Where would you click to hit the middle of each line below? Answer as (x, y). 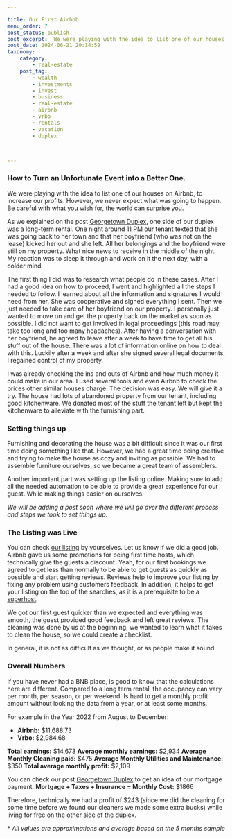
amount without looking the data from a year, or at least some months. (107, 703)
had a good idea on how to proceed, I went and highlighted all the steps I (111, 286)
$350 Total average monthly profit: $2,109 (69, 766)
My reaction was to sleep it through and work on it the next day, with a (107, 258)
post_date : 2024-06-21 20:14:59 (54, 46)
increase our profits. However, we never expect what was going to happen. (114, 200)
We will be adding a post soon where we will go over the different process (113, 507)
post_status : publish (38, 33)
